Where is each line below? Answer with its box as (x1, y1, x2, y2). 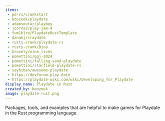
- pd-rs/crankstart (7, 12, 48, 17)
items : (5, 7, 19, 12)
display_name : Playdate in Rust (5, 81, 72, 86)
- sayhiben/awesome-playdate (7, 68, 68, 73)
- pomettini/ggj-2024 (7, 53, 52, 59)
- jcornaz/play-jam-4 (7, 26, 52, 31)
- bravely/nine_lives (7, 49, 52, 54)
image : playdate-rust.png (5, 91, 59, 96)
